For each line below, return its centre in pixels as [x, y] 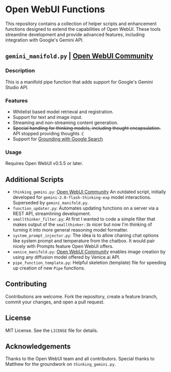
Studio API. [17, 87]
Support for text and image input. [47, 117]
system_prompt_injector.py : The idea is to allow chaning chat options [86, 235]
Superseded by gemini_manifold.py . [51, 203]
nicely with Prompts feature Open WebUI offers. [63, 246]
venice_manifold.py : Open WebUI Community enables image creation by [89, 252]
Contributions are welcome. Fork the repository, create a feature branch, [82, 296]
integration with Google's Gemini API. [45, 40]
